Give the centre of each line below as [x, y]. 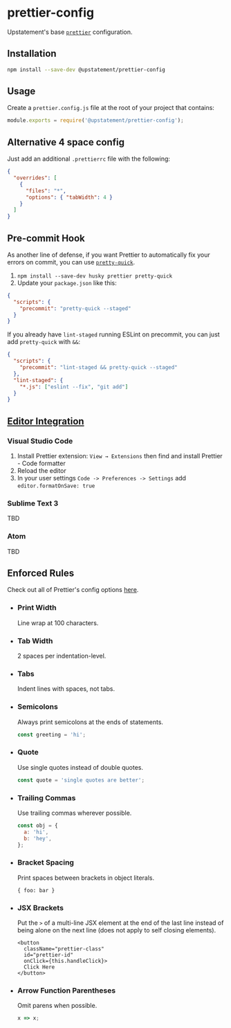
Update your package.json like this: [67, 282]
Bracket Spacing [46, 863]
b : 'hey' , [38, 838]
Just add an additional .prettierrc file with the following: [89, 159]
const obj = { [37, 825]
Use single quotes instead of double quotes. [80, 767]
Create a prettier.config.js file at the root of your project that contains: [111, 108]
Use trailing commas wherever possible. [74, 813]
